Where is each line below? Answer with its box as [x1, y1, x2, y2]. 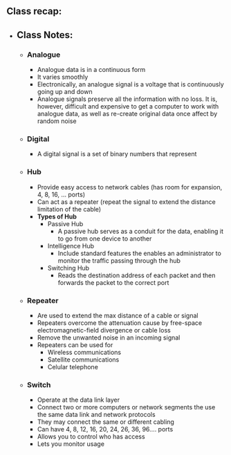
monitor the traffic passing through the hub [57, 256, 181, 265]
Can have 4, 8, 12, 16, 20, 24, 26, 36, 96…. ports [37, 425, 174, 434]
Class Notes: [16, 29, 73, 41]
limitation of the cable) [37, 205, 102, 213]
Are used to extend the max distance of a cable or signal [37, 311, 198, 319]
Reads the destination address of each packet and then [57, 271, 216, 279]
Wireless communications [47, 348, 122, 356]
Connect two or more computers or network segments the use [37, 403, 216, 411]
